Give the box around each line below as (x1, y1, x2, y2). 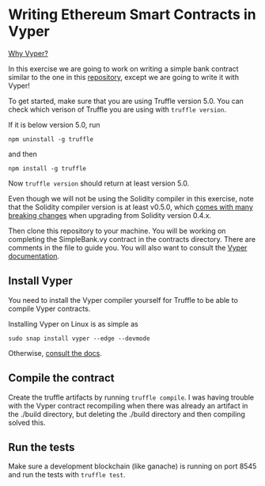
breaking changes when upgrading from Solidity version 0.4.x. (8, 210, 212, 220)
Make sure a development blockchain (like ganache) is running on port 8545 (8, 461, 257, 471)
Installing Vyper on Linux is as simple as (8, 319, 138, 328)
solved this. (8, 418, 46, 427)
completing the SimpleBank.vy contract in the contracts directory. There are (8, 234, 256, 243)
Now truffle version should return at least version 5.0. (8, 178, 190, 188)
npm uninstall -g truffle (8, 135, 93, 144)
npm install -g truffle (8, 164, 87, 172)
